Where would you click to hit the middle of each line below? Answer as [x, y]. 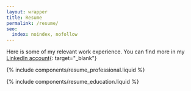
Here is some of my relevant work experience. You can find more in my [95, 52]
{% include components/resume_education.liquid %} [73, 82]
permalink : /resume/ [33, 23]
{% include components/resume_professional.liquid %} [76, 70]
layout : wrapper [27, 12]
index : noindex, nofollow [45, 35]
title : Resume [24, 18]
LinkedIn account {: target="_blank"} [52, 58]
